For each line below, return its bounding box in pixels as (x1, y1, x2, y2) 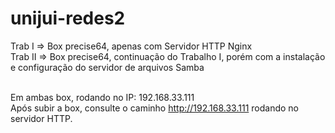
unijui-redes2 (10, 7, 126, 30)
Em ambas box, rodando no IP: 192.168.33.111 (10, 91, 195, 103)
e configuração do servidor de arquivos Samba (10, 61, 205, 73)
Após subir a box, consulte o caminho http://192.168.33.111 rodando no (10, 102, 299, 114)
